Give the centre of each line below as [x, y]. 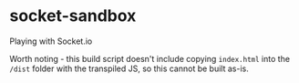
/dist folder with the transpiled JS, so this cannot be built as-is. [129, 68]
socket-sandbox [73, 16]
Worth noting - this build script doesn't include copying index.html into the [149, 58]
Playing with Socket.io [51, 41]
